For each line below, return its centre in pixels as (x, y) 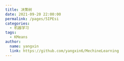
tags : (11, 32)
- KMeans (19, 37)
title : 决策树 (19, 10)
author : (13, 42)
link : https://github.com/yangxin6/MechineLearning (64, 51)
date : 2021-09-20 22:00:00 (33, 14)
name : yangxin (24, 46)
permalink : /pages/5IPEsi (32, 19)
